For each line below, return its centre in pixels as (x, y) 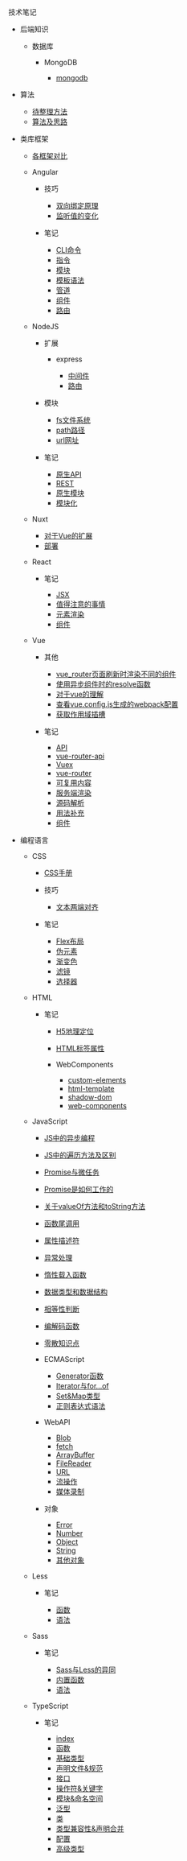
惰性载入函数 (65, 1275)
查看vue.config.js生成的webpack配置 (117, 704)
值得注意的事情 (81, 604)
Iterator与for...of (83, 1386)
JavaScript (50, 1121)
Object (67, 1542)
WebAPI (57, 1422)
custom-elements (97, 1080)
